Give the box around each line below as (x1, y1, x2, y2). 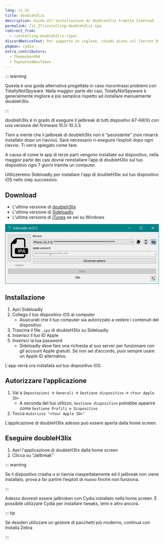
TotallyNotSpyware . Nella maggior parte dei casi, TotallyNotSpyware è (5, 88, 146, 94)
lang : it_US (5, 8, 29, 13)
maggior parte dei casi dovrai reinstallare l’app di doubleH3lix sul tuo (5, 157, 143, 163)
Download (5, 191, 37, 199)
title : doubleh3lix (5, 13, 45, 18)
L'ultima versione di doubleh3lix (12, 204, 76, 210)
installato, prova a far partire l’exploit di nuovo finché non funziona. (5, 476, 140, 482)
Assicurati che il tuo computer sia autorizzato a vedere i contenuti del (19, 316, 159, 322)
